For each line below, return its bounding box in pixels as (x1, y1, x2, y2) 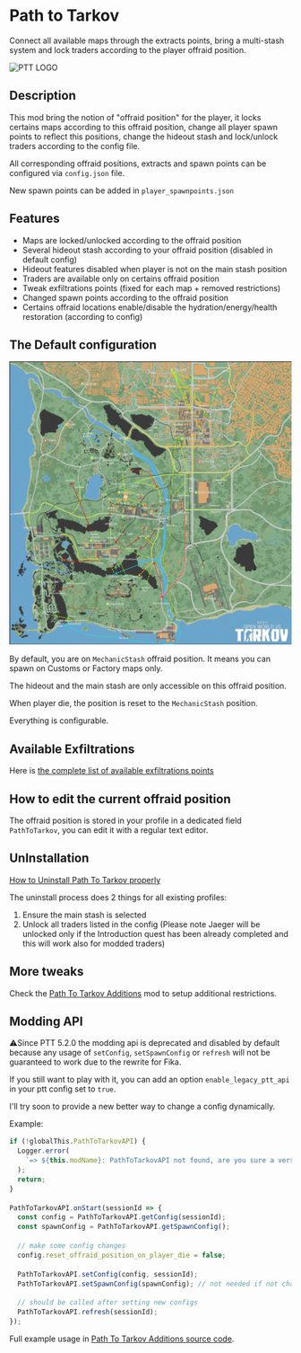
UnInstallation (9, 851, 90, 866)
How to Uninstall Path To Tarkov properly (9, 874, 161, 885)
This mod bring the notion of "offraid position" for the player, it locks (9, 111, 262, 122)
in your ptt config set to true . (9, 1083, 116, 1094)
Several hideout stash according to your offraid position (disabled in (21, 244, 273, 255)
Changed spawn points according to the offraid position (21, 292, 229, 303)
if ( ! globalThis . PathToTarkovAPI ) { (9, 1137, 146, 1146)
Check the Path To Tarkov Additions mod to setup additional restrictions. (9, 987, 278, 998)
